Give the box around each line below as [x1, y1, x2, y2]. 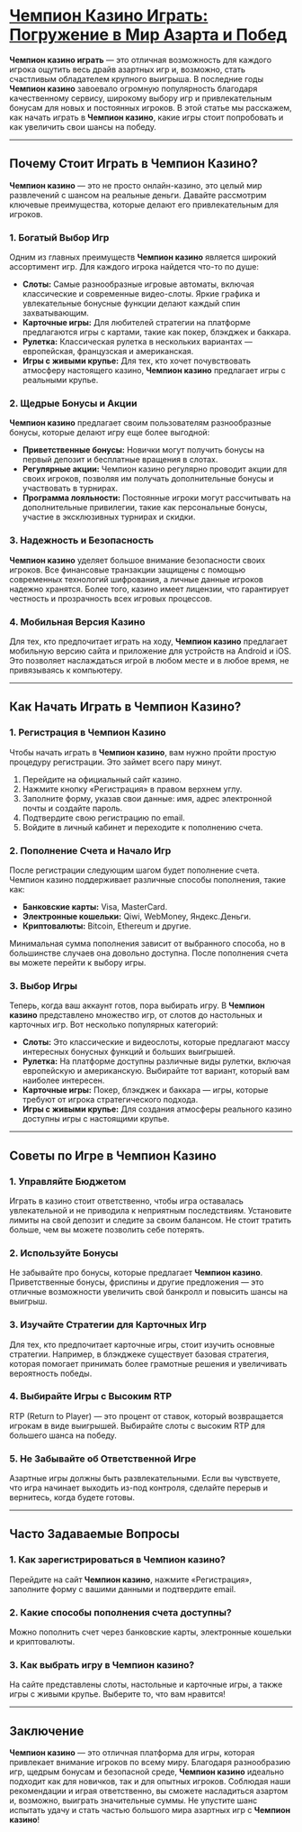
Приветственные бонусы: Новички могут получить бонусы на [22, 444, 265, 455]
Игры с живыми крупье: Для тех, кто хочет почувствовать [22, 355, 252, 366]
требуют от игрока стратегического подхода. [22, 1095, 199, 1105]
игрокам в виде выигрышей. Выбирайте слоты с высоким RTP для [9, 1420, 265, 1431]
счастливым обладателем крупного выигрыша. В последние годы [9, 73, 264, 84]
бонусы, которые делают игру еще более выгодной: [9, 427, 210, 438]
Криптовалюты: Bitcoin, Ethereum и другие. [22, 921, 191, 931]
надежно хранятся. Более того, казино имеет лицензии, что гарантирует [9, 583, 289, 594]
